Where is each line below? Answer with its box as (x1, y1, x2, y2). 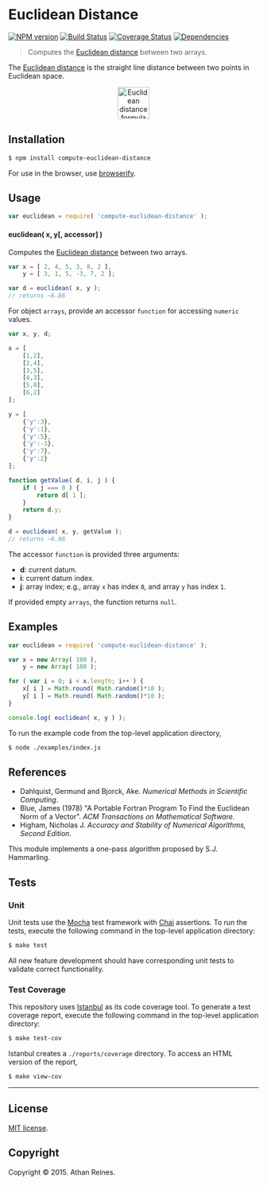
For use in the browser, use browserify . (8, 168, 137, 178)
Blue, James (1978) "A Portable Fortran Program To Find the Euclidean (19, 804, 250, 813)
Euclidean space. (8, 71, 65, 80)
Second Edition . (19, 829, 72, 838)
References (8, 765, 67, 779)
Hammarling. (8, 853, 50, 862)
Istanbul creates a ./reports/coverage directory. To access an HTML (8, 1049, 233, 1059)
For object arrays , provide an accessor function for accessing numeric (8, 306, 240, 316)
